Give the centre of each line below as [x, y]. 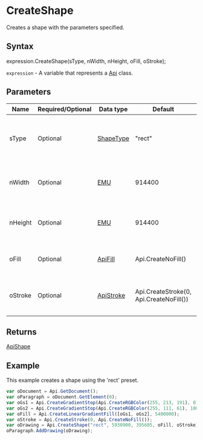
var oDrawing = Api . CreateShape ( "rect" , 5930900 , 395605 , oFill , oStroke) [102, 425]
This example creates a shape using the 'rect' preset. [72, 381]
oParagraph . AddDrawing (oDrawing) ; [50, 431]
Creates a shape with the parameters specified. [66, 27]
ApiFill [106, 259]
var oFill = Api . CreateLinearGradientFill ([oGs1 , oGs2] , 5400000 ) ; [93, 414]
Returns [22, 332]
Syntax [20, 46]
